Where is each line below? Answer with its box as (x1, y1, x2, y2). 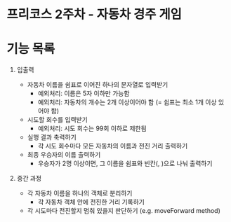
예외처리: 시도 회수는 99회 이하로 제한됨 (37, 124, 147, 133)
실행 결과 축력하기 (27, 133, 77, 141)
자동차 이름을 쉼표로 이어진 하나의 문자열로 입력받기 (27, 81, 169, 89)
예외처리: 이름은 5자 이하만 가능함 (37, 89, 130, 98)
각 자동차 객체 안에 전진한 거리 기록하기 (37, 197, 145, 207)
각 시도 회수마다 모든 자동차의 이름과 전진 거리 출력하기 (37, 141, 188, 151)
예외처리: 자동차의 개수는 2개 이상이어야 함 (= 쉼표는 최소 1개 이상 (37, 98, 217, 106)
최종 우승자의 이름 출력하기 (27, 151, 101, 159)
